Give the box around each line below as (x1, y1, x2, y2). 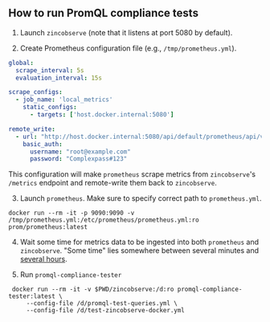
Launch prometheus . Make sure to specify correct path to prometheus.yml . (19, 194, 262, 203)
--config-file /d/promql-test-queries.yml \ (26, 300, 178, 308)
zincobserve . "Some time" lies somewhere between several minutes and (19, 246, 260, 255)
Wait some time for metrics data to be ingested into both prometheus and (19, 237, 260, 247)
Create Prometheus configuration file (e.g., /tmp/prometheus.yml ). (19, 43, 237, 53)
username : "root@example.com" (29, 148, 131, 156)
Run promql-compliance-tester (19, 270, 122, 279)
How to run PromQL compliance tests (8, 6, 199, 20)
